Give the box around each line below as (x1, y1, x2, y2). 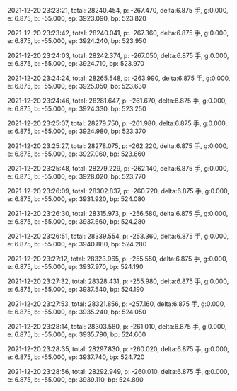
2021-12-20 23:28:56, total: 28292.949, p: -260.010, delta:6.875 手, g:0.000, (7, 368, 230, 375)
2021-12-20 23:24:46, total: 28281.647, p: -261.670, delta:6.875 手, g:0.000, (7, 96, 228, 105)
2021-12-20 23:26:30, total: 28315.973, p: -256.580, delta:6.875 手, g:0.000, (7, 210, 229, 217)
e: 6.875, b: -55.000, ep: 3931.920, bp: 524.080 (7, 195, 146, 203)
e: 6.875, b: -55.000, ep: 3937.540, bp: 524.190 (7, 285, 144, 293)
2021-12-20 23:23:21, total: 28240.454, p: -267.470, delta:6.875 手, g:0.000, (7, 6, 229, 14)
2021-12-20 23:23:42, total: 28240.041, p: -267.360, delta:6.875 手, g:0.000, (7, 29, 229, 37)
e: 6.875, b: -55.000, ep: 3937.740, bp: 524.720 (7, 353, 145, 361)
